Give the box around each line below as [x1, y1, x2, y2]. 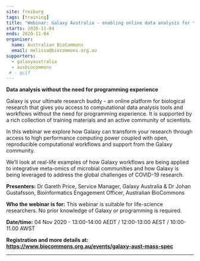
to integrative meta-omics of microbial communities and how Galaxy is [6, 165, 179, 172]
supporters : [6, 53, 36, 59]
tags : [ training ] [6, 14, 49, 20]
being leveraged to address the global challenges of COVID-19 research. [6, 171, 185, 179]
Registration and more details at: [6, 237, 89, 244]
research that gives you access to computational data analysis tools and [6, 104, 183, 111]
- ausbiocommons [11, 64, 52, 70]
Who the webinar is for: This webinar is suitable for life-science [6, 201, 164, 208]
